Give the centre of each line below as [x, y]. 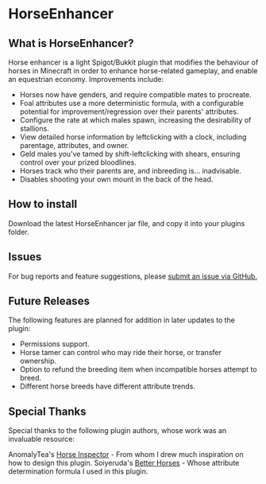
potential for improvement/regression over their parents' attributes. [129, 111]
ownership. [38, 361]
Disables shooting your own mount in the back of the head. [116, 179]
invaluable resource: [42, 439]
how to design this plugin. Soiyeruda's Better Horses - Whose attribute [124, 463]
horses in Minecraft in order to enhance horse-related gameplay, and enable [133, 71]
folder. [19, 232]
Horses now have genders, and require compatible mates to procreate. [135, 95]
